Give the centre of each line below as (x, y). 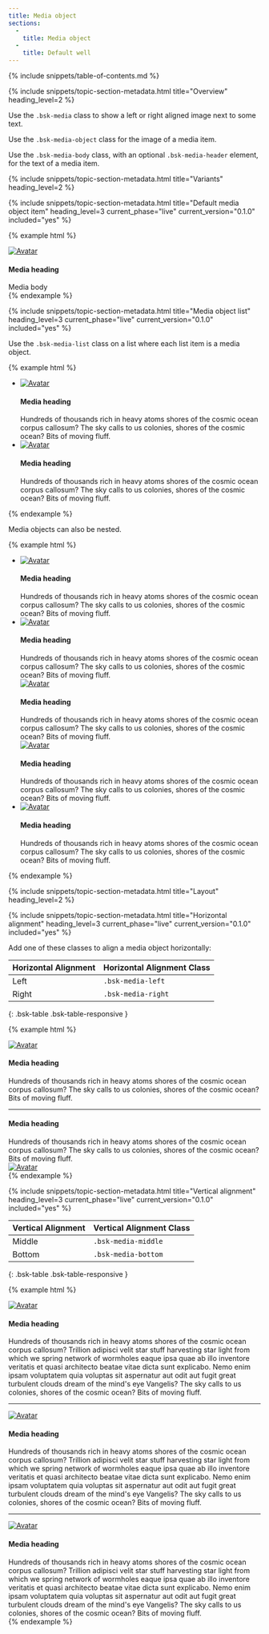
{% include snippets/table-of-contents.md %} (84, 76)
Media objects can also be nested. (65, 529)
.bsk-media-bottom (128, 1255)
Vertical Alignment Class (142, 1228)
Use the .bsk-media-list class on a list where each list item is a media (124, 344)
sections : (25, 23)
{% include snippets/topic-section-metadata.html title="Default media (124, 203)
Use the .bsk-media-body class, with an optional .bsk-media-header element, (133, 155)
